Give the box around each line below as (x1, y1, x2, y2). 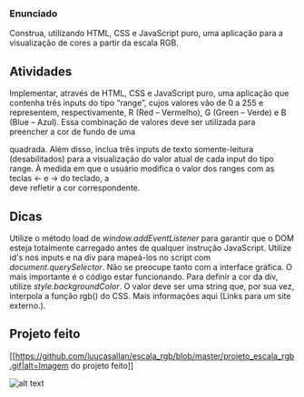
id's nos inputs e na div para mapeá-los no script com (9, 252, 211, 263)
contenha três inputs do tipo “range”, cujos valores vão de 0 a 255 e (9, 98, 264, 109)
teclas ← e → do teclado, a (9, 173, 110, 184)
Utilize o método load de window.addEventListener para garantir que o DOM (9, 232, 295, 243)
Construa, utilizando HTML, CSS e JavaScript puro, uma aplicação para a (9, 28, 284, 39)
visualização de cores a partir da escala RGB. (9, 37, 179, 48)
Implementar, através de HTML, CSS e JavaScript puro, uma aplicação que (9, 88, 289, 99)
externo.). (9, 300, 46, 311)
